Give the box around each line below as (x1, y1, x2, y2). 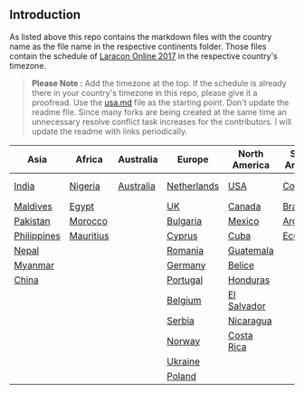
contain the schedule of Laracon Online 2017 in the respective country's (9, 50, 279, 62)
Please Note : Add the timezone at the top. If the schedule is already (31, 77, 287, 89)
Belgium (166, 293, 202, 306)
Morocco (69, 215, 109, 227)
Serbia (166, 314, 195, 327)
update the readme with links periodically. (31, 126, 188, 137)
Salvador (227, 299, 266, 312)
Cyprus (166, 229, 198, 242)
